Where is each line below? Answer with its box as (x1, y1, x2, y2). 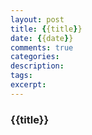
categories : (10, 52, 60, 62)
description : (10, 61, 65, 71)
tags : (10, 71, 33, 81)
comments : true (10, 42, 74, 53)
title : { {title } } (10, 24, 83, 34)
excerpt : (10, 80, 47, 90)
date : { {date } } (10, 33, 74, 43)
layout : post (10, 14, 65, 25)
